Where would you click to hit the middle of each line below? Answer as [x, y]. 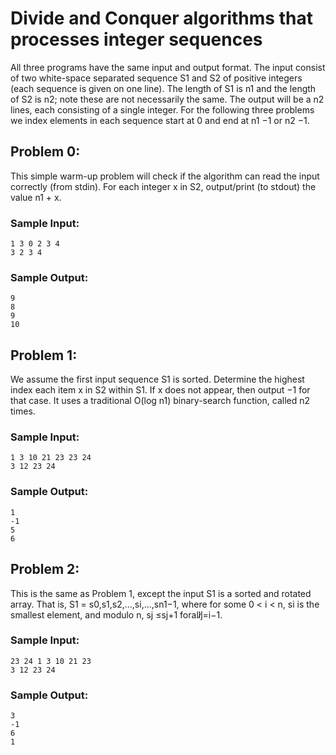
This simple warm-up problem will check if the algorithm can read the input [165, 176]
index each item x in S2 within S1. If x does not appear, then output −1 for [160, 390]
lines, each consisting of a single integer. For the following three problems [162, 109]
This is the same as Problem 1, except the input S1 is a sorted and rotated [161, 593]
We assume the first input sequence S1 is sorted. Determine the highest [157, 379]
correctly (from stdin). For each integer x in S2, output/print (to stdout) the [163, 186]
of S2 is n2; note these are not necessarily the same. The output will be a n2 [167, 99]
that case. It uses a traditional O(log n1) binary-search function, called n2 [160, 401]
